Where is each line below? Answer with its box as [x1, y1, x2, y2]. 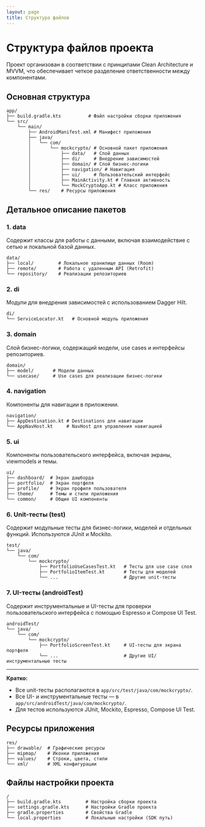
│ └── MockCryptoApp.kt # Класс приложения [28, 182, 168, 189]
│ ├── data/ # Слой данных [28, 151, 130, 157]
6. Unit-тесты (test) [6, 510, 66, 519]
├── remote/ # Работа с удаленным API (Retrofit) [6, 265, 154, 271]
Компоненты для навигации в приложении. [6, 401, 119, 408]
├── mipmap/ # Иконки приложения [6, 750, 99, 756]
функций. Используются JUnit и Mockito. [6, 531, 113, 538]
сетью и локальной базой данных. [6, 243, 96, 250]
